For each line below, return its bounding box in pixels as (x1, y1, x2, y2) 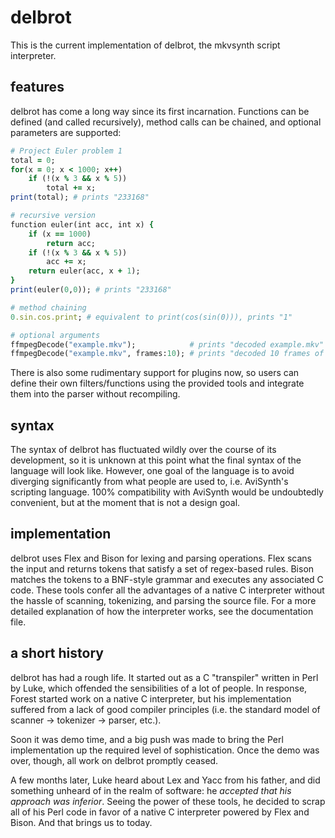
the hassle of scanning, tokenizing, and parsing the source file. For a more (10, 594, 317, 606)
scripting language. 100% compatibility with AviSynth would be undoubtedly (10, 486, 324, 498)
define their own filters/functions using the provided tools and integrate (10, 377, 305, 390)
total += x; (46, 183, 97, 193)
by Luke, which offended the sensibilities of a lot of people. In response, (10, 682, 308, 694)
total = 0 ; (10, 155, 56, 165)
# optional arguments (10, 330, 101, 340)
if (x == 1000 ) (28, 229, 92, 239)
